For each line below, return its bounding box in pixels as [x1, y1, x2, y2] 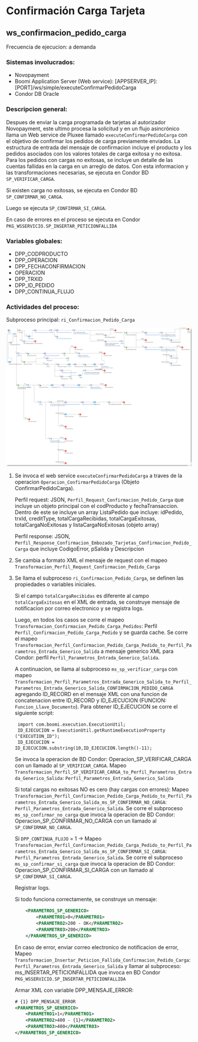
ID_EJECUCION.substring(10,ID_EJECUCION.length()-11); [14, 745, 153, 752]
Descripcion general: [6, 105, 68, 114]
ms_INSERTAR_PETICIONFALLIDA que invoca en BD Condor [14, 969, 161, 976]
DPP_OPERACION [14, 256, 58, 264]
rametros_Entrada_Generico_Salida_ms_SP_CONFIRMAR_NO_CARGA [14, 800, 166, 805]
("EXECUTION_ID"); [14, 733, 60, 740]
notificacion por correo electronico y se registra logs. [14, 605, 144, 612]
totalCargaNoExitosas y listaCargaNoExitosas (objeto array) [14, 522, 160, 529]
